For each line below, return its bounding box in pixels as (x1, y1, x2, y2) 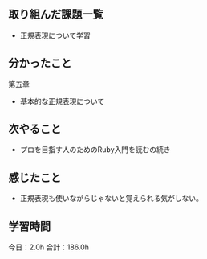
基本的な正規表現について (19, 96, 105, 106)
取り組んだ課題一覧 (8, 7, 103, 22)
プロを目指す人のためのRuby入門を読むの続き (19, 145, 171, 154)
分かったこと (8, 56, 72, 70)
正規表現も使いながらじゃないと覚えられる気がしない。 (19, 194, 203, 203)
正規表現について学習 (19, 31, 91, 40)
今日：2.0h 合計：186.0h (8, 242, 90, 252)
